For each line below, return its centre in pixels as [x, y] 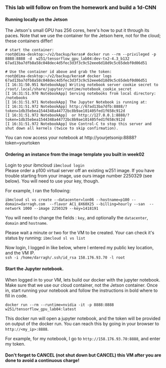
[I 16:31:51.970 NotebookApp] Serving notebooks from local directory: [81, 93]
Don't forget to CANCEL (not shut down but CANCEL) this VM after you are [83, 355]
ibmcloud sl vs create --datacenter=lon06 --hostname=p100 [67, 200]
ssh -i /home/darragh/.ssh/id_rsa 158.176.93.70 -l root [65, 258]
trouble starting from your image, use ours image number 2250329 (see [79, 176]
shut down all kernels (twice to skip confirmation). [62, 128]
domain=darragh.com [25, 204]
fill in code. [17, 295]
